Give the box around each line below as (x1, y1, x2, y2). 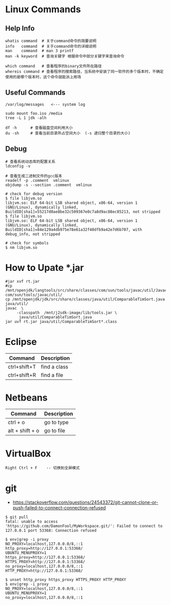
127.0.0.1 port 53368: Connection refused (5, 528, 97, 533)
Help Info (5, 24, 35, 33)
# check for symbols (5, 240, 49, 246)
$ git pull (5, 515, 28, 520)
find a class (41, 363, 69, 370)
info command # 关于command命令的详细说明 (5, 44, 97, 49)
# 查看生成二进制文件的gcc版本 (5, 173, 63, 178)
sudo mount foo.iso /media (5, 111, 63, 116)
